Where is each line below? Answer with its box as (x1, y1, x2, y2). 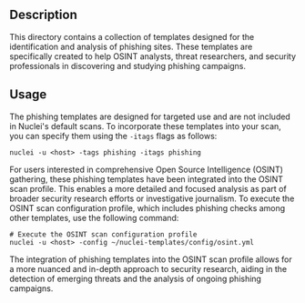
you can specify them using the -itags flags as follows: (9, 130, 218, 141)
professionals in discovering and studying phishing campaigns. (9, 60, 246, 71)
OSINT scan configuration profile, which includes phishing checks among (9, 202, 286, 213)
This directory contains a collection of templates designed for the (9, 31, 255, 42)
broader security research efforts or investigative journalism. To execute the (9, 193, 295, 204)
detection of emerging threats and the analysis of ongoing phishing (9, 273, 262, 284)
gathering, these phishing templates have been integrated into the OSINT (9, 173, 284, 185)
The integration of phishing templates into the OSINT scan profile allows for (9, 254, 293, 265)
